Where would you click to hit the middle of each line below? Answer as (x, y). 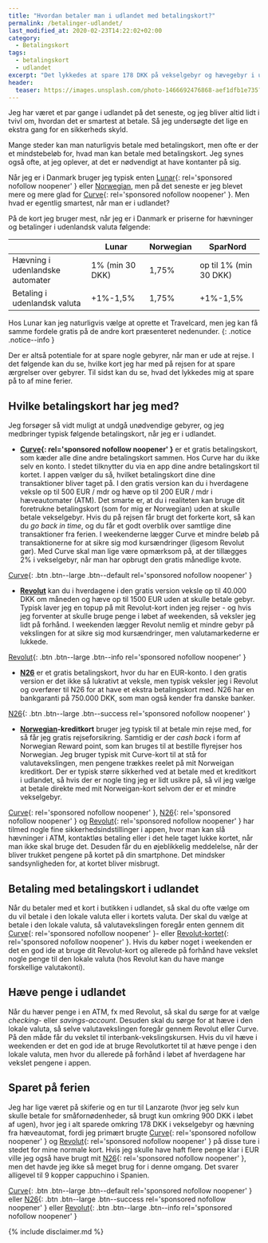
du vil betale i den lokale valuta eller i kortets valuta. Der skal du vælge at (128, 916)
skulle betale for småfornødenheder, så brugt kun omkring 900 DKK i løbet (131, 1115)
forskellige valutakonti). (47, 967)
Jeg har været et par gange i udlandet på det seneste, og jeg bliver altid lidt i (134, 113)
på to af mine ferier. (41, 381)
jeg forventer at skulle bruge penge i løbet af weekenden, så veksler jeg (138, 616)
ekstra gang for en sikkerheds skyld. (68, 129)
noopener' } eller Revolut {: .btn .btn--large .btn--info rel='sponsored (120, 1207)
